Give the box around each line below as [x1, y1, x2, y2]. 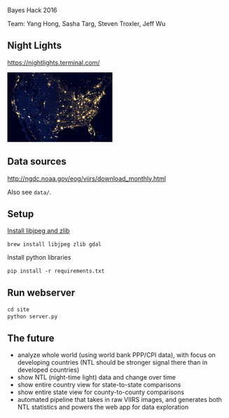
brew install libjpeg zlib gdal [7, 241, 102, 248]
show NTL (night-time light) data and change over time [17, 373, 176, 382]
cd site [7, 306, 30, 314]
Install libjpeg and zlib [7, 227, 70, 235]
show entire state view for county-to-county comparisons [17, 388, 184, 396]
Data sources [7, 155, 67, 167]
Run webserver [7, 286, 76, 298]
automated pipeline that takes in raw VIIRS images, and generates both [17, 396, 223, 404]
